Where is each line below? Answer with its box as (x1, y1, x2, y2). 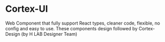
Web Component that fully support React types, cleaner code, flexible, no (5, 20, 160, 26)
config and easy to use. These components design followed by (5, 25, 138, 31)
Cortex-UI (5, 3, 48, 15)
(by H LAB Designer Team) (21, 31, 78, 37)
